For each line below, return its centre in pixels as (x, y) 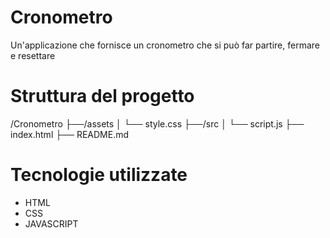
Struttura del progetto (102, 96)
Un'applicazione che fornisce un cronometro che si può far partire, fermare (165, 45)
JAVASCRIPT (51, 223)
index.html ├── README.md (70, 134)
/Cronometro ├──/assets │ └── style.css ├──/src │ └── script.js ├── (157, 123)
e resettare (33, 55)
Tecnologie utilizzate (99, 175)
